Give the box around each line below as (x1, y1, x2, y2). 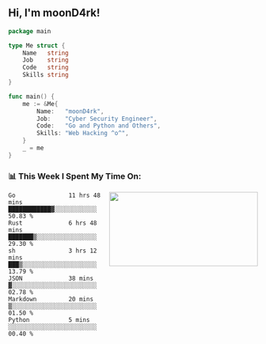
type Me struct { (8, 41, 66, 50)
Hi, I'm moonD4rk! (8, 6, 101, 20)
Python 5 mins (8, 316, 90, 324)
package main (8, 27, 51, 35)
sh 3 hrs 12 (8, 247, 97, 255)
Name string (22, 49, 69, 57)
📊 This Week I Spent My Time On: (8, 170, 142, 181)
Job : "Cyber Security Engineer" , (36, 115, 158, 123)
